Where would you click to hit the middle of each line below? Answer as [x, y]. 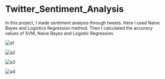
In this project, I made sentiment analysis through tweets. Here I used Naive [82, 23]
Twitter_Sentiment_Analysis [65, 9]
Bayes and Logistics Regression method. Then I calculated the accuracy [79, 28]
